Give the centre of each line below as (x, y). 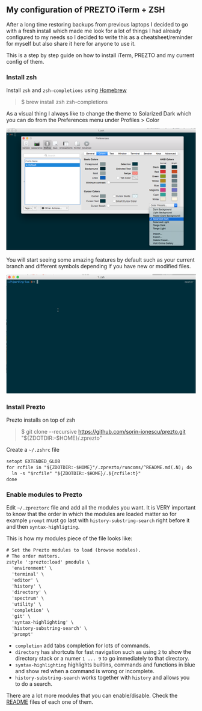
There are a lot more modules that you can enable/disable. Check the (92, 696)
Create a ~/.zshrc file (33, 449)
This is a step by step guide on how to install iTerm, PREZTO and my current (100, 55)
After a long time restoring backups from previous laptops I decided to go (97, 24)
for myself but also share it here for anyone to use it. (71, 43)
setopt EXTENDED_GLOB (33, 461)
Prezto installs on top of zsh (41, 420)
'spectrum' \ (28, 599)
